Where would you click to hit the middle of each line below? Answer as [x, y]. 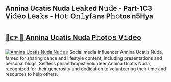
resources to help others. [32, 74]
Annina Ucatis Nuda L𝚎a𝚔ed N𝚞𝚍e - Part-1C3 [79, 8]
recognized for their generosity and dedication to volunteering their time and [86, 69]
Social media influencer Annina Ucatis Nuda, [116, 52]
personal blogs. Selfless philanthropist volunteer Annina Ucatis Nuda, [78, 63]
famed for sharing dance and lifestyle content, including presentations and [84, 58]
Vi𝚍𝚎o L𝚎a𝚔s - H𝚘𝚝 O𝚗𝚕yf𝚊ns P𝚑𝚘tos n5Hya [79, 17]
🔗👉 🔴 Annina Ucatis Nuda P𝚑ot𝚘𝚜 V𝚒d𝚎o [73, 37]
